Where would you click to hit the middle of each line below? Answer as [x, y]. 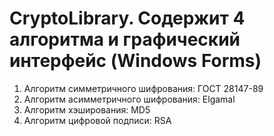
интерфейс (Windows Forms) [135, 61]
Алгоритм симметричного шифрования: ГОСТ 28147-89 [143, 88]
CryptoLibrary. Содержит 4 [127, 18]
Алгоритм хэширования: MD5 [87, 109]
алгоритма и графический [125, 39]
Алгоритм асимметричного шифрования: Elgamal [129, 99]
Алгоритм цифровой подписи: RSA [97, 120]
